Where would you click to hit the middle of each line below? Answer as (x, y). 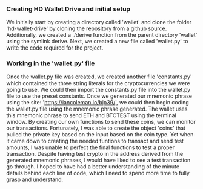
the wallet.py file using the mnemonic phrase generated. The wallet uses (97, 109)
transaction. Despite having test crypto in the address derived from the (95, 153)
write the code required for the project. (55, 48)
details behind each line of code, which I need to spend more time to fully (98, 173)
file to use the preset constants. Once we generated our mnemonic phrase (99, 96)
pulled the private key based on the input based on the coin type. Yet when (100, 134)
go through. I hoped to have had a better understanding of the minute (93, 166)
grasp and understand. (35, 179)
